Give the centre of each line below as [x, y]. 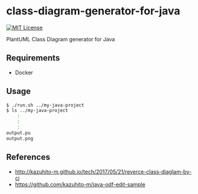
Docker [24, 72]
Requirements [33, 58]
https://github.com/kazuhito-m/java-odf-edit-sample [80, 184]
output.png [20, 138]
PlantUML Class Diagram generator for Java [61, 39]
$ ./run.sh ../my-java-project [45, 105]
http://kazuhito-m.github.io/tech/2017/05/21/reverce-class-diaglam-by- [103, 171]
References [28, 157]
